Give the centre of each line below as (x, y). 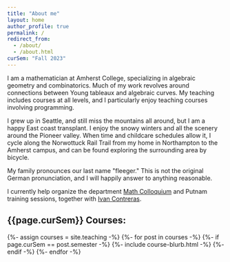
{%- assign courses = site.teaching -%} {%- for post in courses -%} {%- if (113, 237)
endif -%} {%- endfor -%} (44, 252)
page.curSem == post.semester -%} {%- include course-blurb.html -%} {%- (116, 244)
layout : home (26, 20)
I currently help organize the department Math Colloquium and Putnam (107, 191)
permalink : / (26, 33)
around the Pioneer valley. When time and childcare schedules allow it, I (109, 135)
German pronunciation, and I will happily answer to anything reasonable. (110, 178)
